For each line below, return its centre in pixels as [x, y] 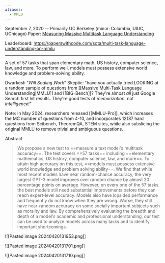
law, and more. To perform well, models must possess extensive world [76, 68]
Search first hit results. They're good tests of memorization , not [69, 98]
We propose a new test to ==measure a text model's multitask [80, 148]
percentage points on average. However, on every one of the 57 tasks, [88, 185]
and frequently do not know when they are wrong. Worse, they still [84, 200]
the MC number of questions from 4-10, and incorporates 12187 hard [74, 118]
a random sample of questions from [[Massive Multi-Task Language [74, 88]
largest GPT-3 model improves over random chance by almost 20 [83, 179]
